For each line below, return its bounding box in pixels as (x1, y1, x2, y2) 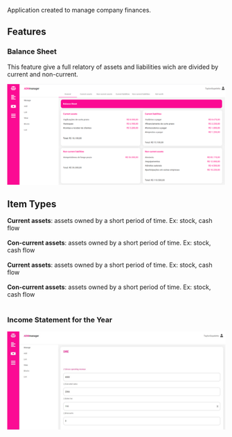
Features (7, 26, 46, 38)
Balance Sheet (7, 47, 57, 56)
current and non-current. (7, 69, 78, 79)
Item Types (7, 198, 57, 210)
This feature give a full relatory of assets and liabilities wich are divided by (7, 63, 219, 71)
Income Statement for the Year (7, 315, 113, 325)
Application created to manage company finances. (7, 6, 151, 14)
